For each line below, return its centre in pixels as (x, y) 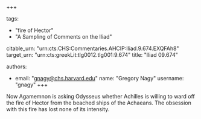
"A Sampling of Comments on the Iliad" (63, 37)
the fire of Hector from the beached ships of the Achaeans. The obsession (99, 103)
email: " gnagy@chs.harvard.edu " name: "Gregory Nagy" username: (99, 78)
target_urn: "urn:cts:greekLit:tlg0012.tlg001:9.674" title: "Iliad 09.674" (92, 55)
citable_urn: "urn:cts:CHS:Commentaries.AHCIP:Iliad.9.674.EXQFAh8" (93, 48)
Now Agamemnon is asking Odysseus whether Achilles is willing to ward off (101, 96)
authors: (17, 66)
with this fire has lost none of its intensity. (58, 109)
